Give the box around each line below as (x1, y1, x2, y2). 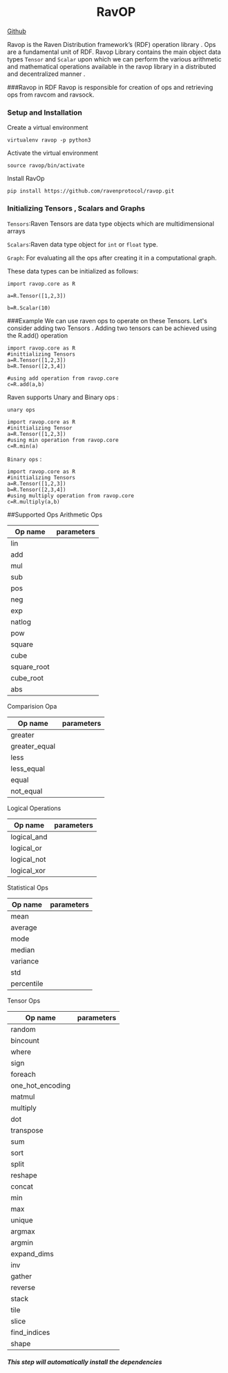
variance (10, 956, 39, 966)
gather (10, 1271, 32, 1281)
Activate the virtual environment (7, 149, 99, 157)
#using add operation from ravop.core (7, 374, 119, 382)
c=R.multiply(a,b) (7, 498, 60, 505)
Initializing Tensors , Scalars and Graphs (7, 204, 145, 213)
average (10, 923, 37, 932)
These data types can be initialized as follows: (7, 267, 139, 275)
